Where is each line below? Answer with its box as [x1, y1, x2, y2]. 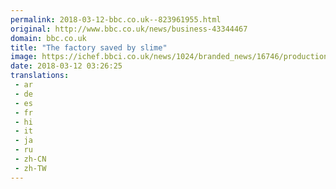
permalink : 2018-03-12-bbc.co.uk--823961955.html [10, 14, 222, 25]
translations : [10, 71, 70, 81]
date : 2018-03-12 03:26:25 [10, 61, 123, 71]
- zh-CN [14, 154, 47, 164]
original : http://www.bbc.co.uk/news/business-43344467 [10, 24, 248, 34]
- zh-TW [14, 163, 47, 173]
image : [10, 52, 38, 62]
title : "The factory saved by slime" [10, 42, 168, 53]
